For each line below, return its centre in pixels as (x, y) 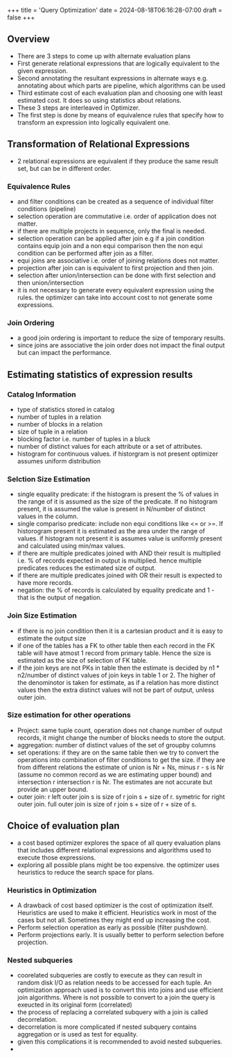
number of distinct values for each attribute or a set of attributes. (110, 446)
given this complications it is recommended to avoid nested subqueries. (120, 1042)
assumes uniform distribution (59, 461)
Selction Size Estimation (49, 479)
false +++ (21, 17)
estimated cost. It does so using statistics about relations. (99, 100)
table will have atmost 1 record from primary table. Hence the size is (114, 653)
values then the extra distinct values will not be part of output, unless (116, 690)
